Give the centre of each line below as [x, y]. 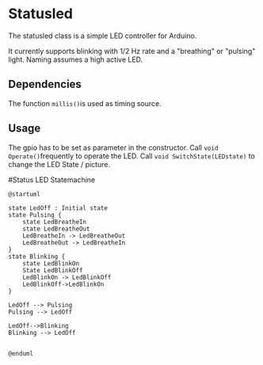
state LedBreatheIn [55, 222]
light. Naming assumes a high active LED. [76, 59]
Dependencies [45, 84]
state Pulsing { [35, 215]
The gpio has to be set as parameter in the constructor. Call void [113, 147]
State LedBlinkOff [53, 270]
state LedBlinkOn [51, 263]
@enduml [21, 353]
